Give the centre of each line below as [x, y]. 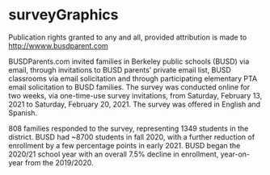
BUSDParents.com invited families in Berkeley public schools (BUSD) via [129, 61]
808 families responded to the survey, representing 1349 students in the [129, 128]
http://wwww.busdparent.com [59, 45]
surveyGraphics [63, 15]
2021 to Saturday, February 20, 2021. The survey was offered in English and [135, 104]
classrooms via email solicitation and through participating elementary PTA [133, 78]
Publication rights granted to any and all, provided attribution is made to [128, 37]
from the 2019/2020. [59, 162]
